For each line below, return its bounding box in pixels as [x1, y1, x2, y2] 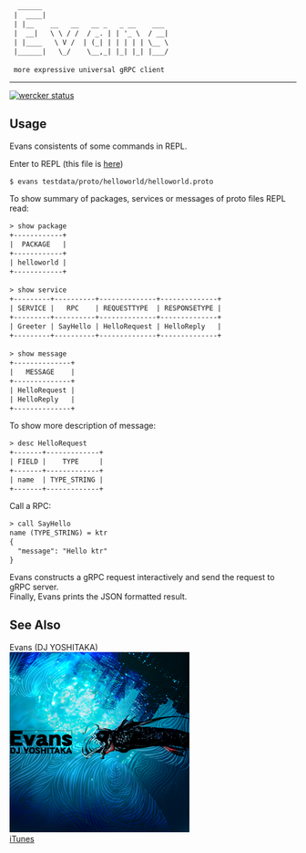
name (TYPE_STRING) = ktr [9, 528, 107, 537]
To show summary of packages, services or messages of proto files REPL [9, 192, 287, 203]
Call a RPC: [9, 500, 52, 511]
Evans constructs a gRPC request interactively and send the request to [9, 571, 275, 582]
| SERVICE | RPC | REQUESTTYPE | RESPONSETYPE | [9, 303, 222, 313]
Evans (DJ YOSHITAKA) [9, 641, 98, 652]
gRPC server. [9, 581, 59, 592]
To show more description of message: [9, 420, 157, 431]
